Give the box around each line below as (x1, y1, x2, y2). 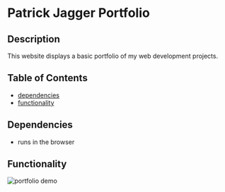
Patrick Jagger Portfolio (7, 5, 150, 21)
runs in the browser (17, 138, 75, 146)
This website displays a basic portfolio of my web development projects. (7, 52, 218, 60)
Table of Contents (7, 72, 88, 84)
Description (7, 33, 60, 45)
